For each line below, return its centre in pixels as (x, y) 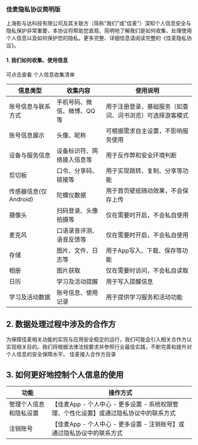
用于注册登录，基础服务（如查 (147, 106)
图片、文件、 (75, 251)
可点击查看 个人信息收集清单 (40, 74)
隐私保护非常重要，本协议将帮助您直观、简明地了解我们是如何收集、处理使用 (99, 31)
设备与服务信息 (30, 155)
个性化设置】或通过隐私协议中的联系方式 (120, 413)
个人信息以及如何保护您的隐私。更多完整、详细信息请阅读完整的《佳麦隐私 (96, 38)
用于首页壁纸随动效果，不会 (144, 190)
